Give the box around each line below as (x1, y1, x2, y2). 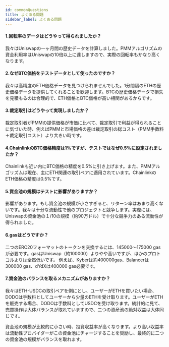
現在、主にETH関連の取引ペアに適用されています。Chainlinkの (27, 169, 156, 176)
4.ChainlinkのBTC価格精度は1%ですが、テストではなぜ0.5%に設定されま (5, 145, 158, 151)
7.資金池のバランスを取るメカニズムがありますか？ (5, 275, 110, 281)
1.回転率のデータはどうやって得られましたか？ (5, 33, 102, 39)
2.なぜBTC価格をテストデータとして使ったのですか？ (5, 70, 116, 76)
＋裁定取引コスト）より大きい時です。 (5, 132, 85, 138)
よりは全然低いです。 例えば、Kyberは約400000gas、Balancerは (14, 257, 149, 263)
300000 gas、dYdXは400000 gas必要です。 (5, 263, 98, 269)
